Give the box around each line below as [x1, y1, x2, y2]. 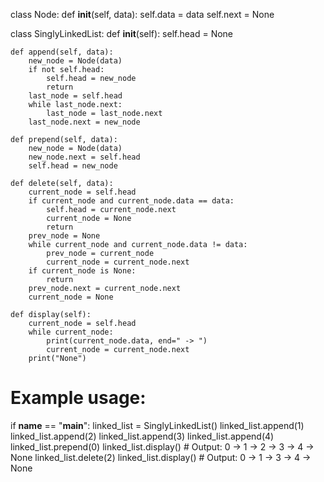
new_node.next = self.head [28, 152, 141, 162]
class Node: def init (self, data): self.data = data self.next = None [10, 9, 275, 20]
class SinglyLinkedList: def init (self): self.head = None [10, 28, 234, 39]
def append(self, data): [10, 47, 114, 57]
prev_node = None [28, 231, 101, 241]
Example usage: [10, 387, 147, 409]
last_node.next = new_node [28, 117, 141, 127]
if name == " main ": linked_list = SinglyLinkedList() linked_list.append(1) [10, 419, 305, 431]
